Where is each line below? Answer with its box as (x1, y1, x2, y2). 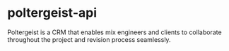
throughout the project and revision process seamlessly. (7, 35, 171, 43)
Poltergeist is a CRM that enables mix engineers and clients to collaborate (7, 28, 222, 36)
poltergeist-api (7, 5, 98, 21)
